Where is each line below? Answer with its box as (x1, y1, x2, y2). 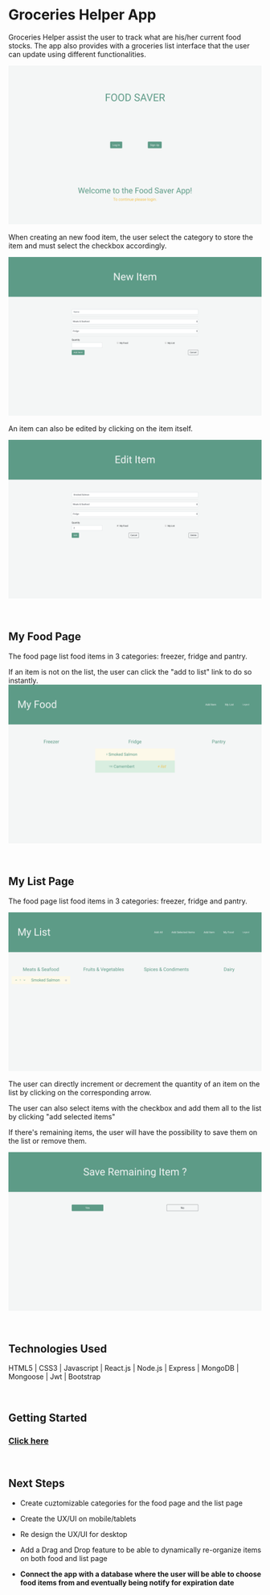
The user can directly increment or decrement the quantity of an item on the (8, 1078, 260, 1089)
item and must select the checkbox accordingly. (8, 240, 167, 251)
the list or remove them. (8, 1136, 87, 1145)
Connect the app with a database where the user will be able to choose (19, 1569, 262, 1579)
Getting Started (8, 1410, 88, 1424)
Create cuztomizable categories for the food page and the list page (19, 1497, 243, 1508)
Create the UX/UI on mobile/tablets (19, 1514, 137, 1523)
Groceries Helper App (8, 6, 157, 24)
